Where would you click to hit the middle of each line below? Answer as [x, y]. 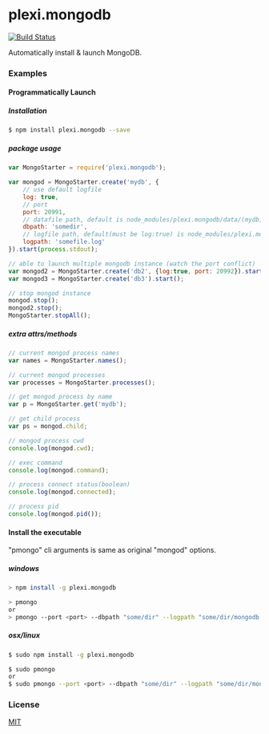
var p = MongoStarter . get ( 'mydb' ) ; [68, 404]
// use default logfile [62, 190]
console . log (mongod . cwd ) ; [51, 448]
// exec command [35, 463]
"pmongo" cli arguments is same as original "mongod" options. [112, 550]
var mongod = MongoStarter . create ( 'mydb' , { [84, 182]
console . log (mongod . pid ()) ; [55, 514]
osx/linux [24, 635]
